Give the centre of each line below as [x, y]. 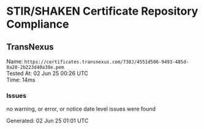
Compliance [38, 24]
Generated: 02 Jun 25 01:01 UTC [47, 121]
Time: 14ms [21, 80]
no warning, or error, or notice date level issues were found [81, 109]
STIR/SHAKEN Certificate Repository [102, 11]
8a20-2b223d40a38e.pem [35, 67]
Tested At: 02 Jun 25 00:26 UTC [47, 73]
